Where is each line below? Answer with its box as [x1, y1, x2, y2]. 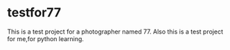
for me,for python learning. [7, 34, 85, 42]
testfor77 [7, 5, 61, 21]
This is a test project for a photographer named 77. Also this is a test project [7, 27, 224, 36]
